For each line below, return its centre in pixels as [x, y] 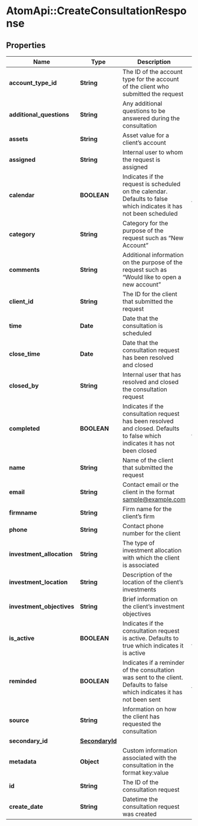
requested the [142, 724]
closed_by [24, 386]
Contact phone [143, 526]
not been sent [142, 700]
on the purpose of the [153, 262]
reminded [23, 681]
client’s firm [139, 516]
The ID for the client [150, 294]
